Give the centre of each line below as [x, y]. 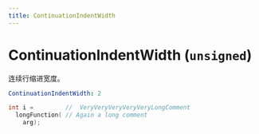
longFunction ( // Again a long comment [82, 115]
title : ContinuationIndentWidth [62, 16]
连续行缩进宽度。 [36, 78]
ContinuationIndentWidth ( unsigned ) [130, 55]
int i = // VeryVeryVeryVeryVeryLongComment [100, 108]
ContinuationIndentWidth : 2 [55, 93]
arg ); [32, 123]
